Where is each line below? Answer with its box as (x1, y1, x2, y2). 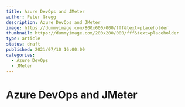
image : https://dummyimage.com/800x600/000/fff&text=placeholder (6, 25, 169, 31)
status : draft (6, 42, 41, 47)
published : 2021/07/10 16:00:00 (6, 47, 85, 53)
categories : (6, 52, 35, 58)
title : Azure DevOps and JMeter (6, 8, 85, 15)
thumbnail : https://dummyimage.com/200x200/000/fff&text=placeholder (6, 30, 180, 36)
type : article (6, 36, 41, 42)
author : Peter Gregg (6, 14, 57, 20)
